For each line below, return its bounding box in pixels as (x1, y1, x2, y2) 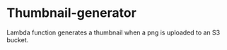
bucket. (6, 35, 29, 44)
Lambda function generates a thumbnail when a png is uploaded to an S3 (6, 28, 221, 37)
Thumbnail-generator (6, 5, 137, 21)
